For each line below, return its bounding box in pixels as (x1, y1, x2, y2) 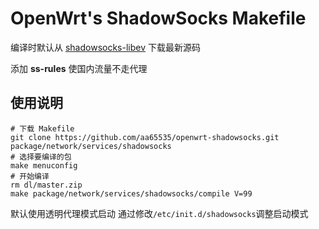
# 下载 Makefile (10, 123, 75, 134)
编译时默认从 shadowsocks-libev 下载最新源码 (10, 41, 201, 53)
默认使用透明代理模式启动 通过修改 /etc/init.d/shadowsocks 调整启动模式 (10, 207, 309, 219)
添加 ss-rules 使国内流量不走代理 (10, 62, 148, 74)
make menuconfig (10, 160, 78, 171)
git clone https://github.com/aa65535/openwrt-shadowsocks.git (10, 132, 280, 142)
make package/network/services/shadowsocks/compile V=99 (10, 188, 253, 199)
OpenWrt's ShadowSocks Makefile (10, 7, 307, 30)
